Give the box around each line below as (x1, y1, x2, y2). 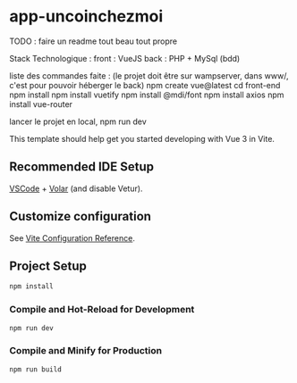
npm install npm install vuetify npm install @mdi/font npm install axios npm (9, 89, 284, 100)
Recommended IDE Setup (9, 159, 155, 175)
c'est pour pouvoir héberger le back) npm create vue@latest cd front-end (9, 79, 281, 90)
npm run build (9, 364, 63, 374)
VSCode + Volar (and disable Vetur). (9, 183, 143, 194)
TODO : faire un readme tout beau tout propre (9, 36, 178, 46)
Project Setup (9, 258, 88, 273)
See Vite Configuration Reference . (9, 232, 136, 243)
